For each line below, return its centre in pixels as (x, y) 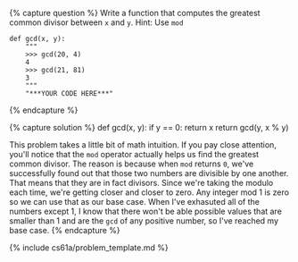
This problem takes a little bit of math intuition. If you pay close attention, (143, 145)
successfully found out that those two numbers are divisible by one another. (149, 173)
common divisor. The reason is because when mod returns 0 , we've (132, 164)
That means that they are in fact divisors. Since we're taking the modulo (141, 183)
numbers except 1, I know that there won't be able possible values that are (146, 211)
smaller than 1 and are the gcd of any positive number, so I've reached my (144, 221)
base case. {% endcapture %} (65, 230)
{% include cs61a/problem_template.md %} (89, 248)
